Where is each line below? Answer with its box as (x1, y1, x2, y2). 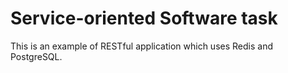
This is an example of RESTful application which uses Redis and (10, 40, 273, 52)
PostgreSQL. (10, 50, 63, 62)
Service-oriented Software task (10, 7, 278, 30)
